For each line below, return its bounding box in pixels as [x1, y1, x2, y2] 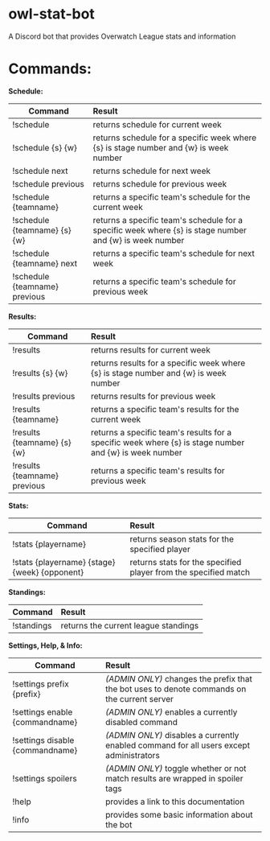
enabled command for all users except [105, 740, 251, 751]
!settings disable [12, 734, 75, 745]
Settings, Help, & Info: [8, 641, 83, 650]
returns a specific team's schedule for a [92, 214, 243, 225]
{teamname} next [12, 258, 78, 269]
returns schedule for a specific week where [92, 132, 257, 143]
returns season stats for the [129, 533, 235, 544]
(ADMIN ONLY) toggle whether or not [105, 762, 247, 773]
